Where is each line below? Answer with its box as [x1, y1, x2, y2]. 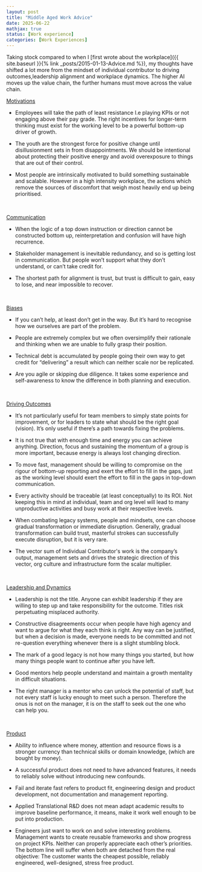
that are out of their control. [14, 160, 84, 166]
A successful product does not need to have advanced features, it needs [14, 766, 197, 773]
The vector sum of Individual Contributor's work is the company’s [14, 547, 178, 555]
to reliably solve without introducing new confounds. [14, 773, 146, 780]
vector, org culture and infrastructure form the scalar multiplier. [14, 560, 172, 567]
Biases [6, 305, 23, 311]
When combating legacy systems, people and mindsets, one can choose [14, 517, 196, 523]
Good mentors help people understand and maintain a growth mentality [14, 669, 193, 676]
